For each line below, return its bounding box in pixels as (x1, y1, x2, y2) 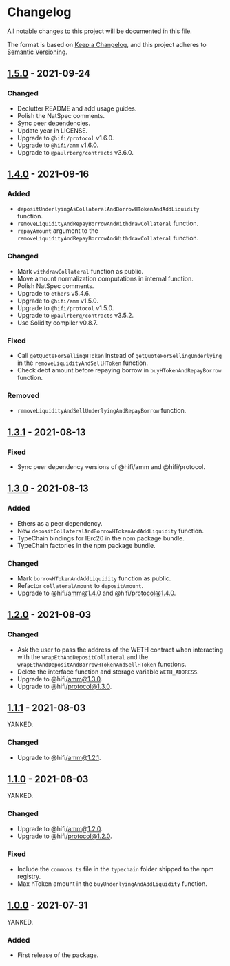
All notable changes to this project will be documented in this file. (7, 27, 193, 35)
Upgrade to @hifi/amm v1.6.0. (17, 141, 98, 149)
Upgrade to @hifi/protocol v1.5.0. (17, 303, 114, 312)
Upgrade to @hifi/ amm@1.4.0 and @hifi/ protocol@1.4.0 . (17, 589, 176, 597)
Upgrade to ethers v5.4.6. (17, 289, 91, 297)
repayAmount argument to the (17, 227, 98, 235)
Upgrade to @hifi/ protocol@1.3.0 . (17, 682, 112, 690)
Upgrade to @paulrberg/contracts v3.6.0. (17, 148, 134, 156)
